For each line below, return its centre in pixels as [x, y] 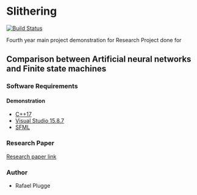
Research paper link [31, 156]
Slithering [32, 11]
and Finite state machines [56, 69]
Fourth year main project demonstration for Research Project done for [94, 40]
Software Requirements [42, 86]
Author [17, 172]
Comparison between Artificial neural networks [99, 59]
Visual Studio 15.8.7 [40, 121]
